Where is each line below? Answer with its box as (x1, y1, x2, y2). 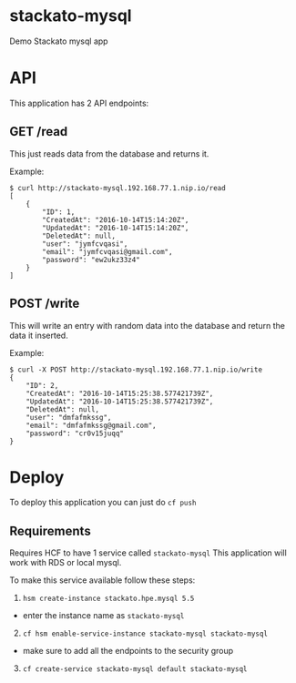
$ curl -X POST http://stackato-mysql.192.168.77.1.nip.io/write (9, 365, 262, 374)
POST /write (9, 296, 80, 311)
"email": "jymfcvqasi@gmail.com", (42, 247, 173, 256)
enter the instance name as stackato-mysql (22, 610, 185, 621)
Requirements (9, 523, 91, 538)
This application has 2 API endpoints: (9, 97, 149, 108)
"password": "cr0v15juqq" (26, 429, 125, 438)
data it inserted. (9, 330, 68, 341)
